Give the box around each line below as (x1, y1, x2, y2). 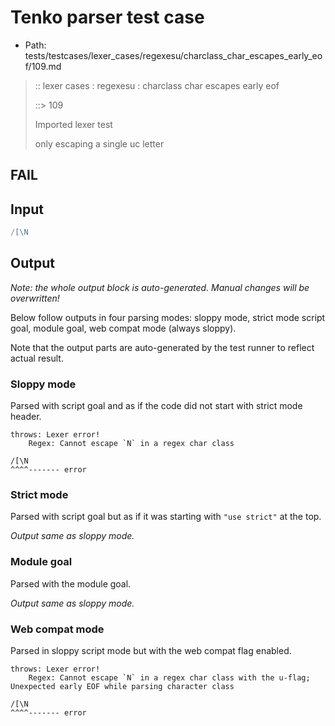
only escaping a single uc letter (34, 137, 165, 150)
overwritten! (10, 292, 60, 304)
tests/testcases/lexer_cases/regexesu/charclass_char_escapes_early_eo (24, 49, 323, 61)
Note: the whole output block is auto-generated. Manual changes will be (10, 281, 310, 293)
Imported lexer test (34, 118, 113, 130)
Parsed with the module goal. (10, 577, 132, 590)
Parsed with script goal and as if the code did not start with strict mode (10, 400, 303, 412)
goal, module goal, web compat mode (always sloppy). (10, 322, 237, 334)
